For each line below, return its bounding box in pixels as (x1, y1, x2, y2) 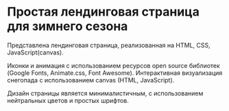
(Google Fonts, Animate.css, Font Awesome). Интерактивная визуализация (7, 69, 223, 77)
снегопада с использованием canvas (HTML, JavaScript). (7, 76, 175, 84)
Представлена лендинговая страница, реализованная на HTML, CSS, (7, 41, 210, 49)
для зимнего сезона (7, 18, 128, 34)
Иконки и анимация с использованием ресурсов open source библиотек (7, 61, 221, 69)
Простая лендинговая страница (7, 4, 200, 20)
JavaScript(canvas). (7, 48, 64, 57)
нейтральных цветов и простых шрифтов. (7, 96, 129, 104)
